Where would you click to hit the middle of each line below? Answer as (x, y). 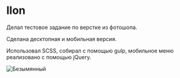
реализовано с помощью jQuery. (49, 57)
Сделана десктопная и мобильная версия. (61, 39)
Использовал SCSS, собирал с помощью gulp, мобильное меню (90, 50)
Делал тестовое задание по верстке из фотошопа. (72, 27)
